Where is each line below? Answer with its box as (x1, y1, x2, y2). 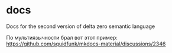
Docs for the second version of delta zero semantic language (6, 23, 155, 30)
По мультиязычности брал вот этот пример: (6, 34, 118, 41)
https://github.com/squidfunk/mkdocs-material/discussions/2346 (6, 40, 166, 47)
